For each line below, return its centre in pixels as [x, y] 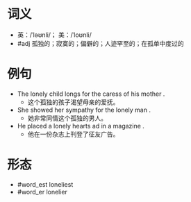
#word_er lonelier [42, 192]
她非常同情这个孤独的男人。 [67, 118]
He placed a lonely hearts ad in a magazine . [81, 126]
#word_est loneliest [45, 184]
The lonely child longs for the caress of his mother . [91, 94]
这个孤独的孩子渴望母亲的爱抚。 [73, 102]
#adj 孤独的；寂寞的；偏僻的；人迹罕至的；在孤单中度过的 [100, 43]
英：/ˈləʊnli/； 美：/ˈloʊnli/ [55, 35]
